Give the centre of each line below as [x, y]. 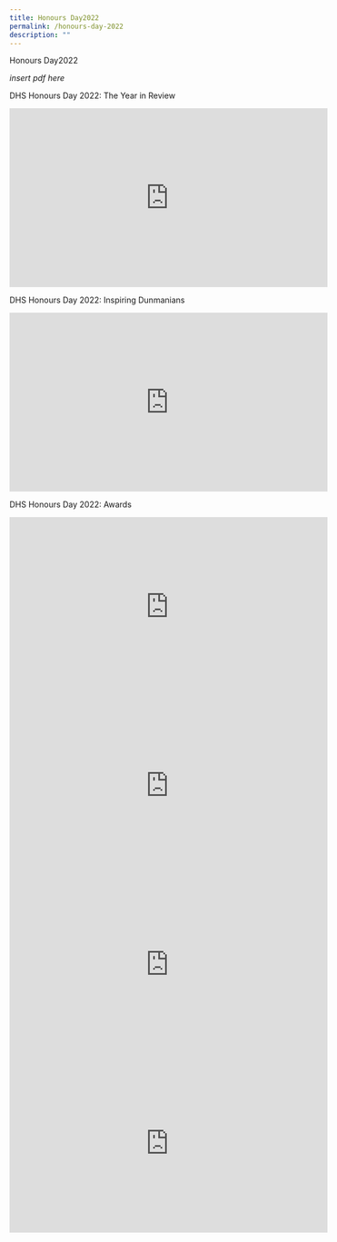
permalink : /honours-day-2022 [67, 26]
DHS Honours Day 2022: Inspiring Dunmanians [97, 300]
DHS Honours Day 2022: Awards [70, 504]
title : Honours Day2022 [55, 18]
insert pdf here [37, 78]
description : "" [40, 35]
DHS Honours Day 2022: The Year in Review [92, 95]
